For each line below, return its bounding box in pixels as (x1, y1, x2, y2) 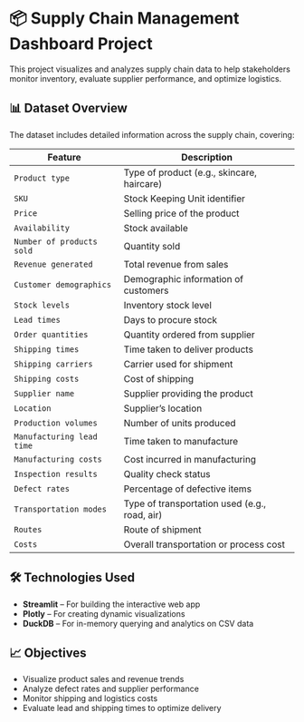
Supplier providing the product (123, 387, 253, 400)
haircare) (123, 177, 163, 190)
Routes (14, 524, 43, 534)
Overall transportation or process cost (123, 538, 285, 551)
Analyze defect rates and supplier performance (22, 683, 199, 695)
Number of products (14, 236, 98, 247)
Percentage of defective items (123, 483, 252, 495)
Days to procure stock (123, 313, 218, 326)
